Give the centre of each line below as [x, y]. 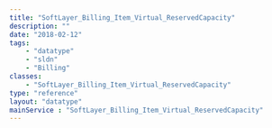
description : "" [40, 26]
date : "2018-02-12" [46, 34]
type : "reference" [44, 93]
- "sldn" [42, 59]
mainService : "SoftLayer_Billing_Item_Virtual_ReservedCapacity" [136, 110]
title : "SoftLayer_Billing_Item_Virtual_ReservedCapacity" [122, 18]
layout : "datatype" [46, 101]
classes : [26, 77]
